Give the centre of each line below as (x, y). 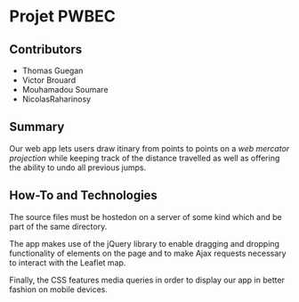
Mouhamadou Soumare (65, 90)
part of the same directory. (58, 226)
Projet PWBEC (62, 16)
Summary (37, 127)
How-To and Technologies (84, 196)
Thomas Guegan (53, 70)
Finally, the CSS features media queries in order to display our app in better (147, 280)
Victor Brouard (49, 80)
